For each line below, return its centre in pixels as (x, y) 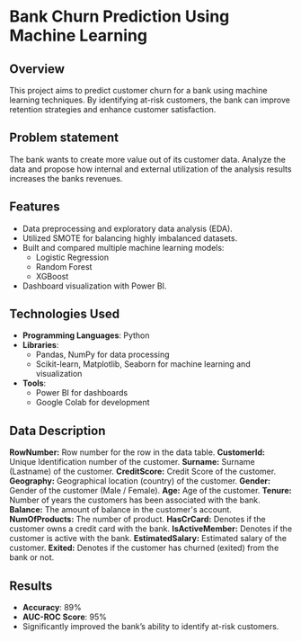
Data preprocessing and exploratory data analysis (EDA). (128, 228)
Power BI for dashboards (82, 393)
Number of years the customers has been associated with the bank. (135, 500)
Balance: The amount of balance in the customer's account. (120, 510)
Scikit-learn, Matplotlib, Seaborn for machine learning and (143, 364)
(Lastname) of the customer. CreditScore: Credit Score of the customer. (143, 472)
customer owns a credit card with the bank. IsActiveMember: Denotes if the (151, 529)
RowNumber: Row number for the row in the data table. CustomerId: (137, 452)
